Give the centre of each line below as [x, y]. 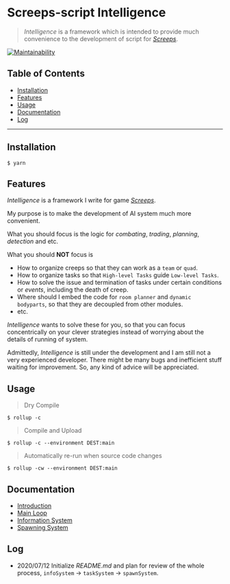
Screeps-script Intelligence [87, 13]
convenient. [24, 221]
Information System [45, 520]
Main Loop [32, 513]
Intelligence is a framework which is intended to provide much [112, 31]
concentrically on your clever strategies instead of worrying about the [105, 332]
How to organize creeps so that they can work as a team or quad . [107, 268]
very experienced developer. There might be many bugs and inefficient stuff [115, 360]
